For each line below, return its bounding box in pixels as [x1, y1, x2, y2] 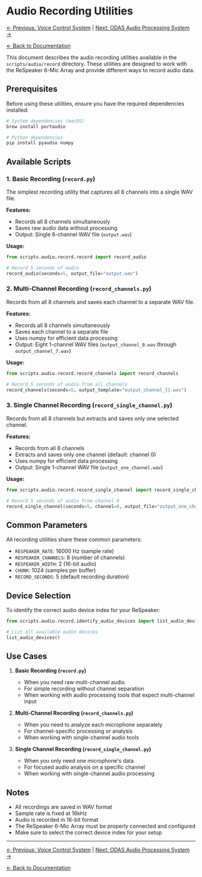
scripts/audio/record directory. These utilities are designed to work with [6, 60, 188, 67]
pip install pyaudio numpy [6, 140, 74, 146]
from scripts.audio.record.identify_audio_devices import [6, 618, 155, 625]
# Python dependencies [6, 134, 63, 141]
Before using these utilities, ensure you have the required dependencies [6, 100, 185, 107]
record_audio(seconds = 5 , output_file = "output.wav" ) [6, 270, 138, 277]
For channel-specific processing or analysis [23, 727, 133, 735]
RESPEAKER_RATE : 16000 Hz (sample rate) [14, 548, 114, 555]
